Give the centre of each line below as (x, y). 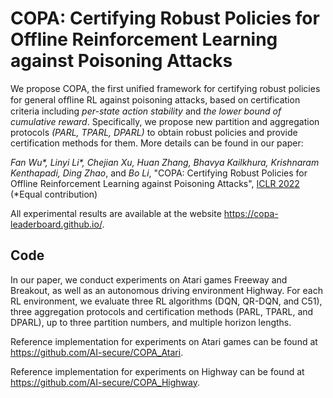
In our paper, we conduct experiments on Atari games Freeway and (149, 279)
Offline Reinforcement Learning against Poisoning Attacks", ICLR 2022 (155, 183)
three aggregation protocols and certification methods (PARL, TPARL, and (162, 311)
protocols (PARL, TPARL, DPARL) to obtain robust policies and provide (154, 132)
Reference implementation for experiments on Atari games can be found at (164, 341)
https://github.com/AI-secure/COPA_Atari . (97, 352)
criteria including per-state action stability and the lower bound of (146, 111)
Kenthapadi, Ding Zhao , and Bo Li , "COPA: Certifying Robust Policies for (159, 173)
